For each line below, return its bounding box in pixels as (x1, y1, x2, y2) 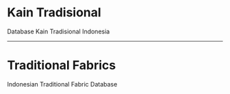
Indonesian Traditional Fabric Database (7, 80, 118, 88)
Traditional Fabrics (7, 58, 116, 73)
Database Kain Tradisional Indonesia (7, 27, 110, 35)
